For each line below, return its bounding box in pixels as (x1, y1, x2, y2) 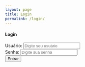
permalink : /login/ (5, 16, 45, 21)
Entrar (7, 56, 19, 61)
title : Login (5, 12, 32, 17)
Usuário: (5, 43, 23, 48)
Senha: (5, 49, 20, 55)
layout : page (5, 7, 32, 12)
